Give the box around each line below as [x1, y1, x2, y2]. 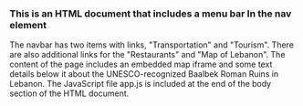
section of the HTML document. [9, 88, 130, 99]
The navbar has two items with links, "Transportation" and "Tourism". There [9, 39, 295, 50]
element [9, 18, 47, 31]
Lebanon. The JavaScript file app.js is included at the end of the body [9, 79, 272, 90]
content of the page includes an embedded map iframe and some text [9, 58, 273, 70]
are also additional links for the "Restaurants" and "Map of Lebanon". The [9, 49, 286, 60]
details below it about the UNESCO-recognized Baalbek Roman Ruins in [9, 69, 279, 79]
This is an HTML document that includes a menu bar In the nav [9, 7, 292, 20]
